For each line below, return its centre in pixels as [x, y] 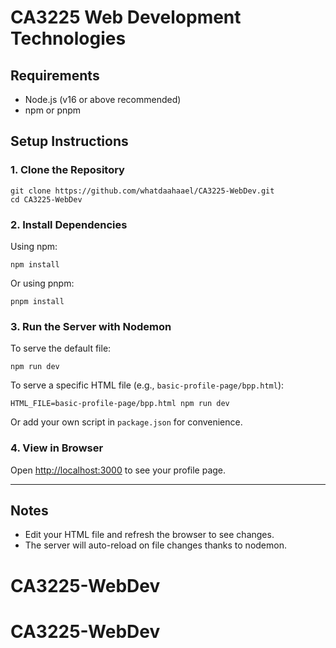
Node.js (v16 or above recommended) [103, 99]
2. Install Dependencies [69, 224]
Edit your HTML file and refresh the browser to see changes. [149, 535]
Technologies [68, 38]
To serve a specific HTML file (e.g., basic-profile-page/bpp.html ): [147, 385]
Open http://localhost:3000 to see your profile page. [118, 470]
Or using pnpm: [42, 283]
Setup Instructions [69, 141]
